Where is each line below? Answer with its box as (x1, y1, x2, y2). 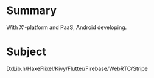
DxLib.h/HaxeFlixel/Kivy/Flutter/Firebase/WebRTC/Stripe (6, 65, 148, 72)
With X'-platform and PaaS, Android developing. (6, 24, 127, 31)
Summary (6, 4, 57, 18)
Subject (6, 45, 47, 59)
